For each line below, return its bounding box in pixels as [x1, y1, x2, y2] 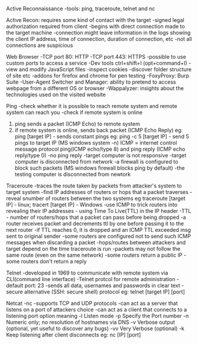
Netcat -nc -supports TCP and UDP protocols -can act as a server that [6, 300, 178, 307]
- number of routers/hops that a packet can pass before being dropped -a [6, 214, 186, 221]
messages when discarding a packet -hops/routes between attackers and [6, 239, 186, 246]
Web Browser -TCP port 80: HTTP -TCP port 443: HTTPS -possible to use [6, 53, 186, 60]
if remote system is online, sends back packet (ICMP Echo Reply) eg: [14, 127, 183, 133]
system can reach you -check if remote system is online [6, 109, 143, 116]
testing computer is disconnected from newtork [14, 171, 131, 177]
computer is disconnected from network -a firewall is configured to [14, 158, 178, 165]
